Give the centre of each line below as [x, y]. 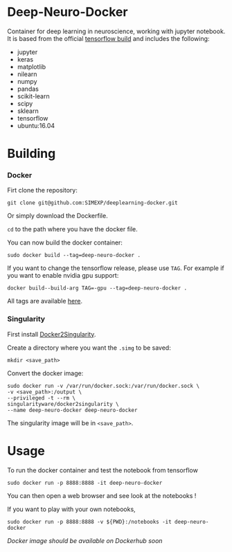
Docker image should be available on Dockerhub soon [85, 540]
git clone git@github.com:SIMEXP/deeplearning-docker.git [92, 203]
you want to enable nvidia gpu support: [63, 276]
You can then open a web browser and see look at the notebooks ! [102, 495]
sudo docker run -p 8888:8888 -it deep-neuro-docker [85, 483]
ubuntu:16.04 [36, 125]
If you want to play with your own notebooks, [72, 509]
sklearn [28, 111]
